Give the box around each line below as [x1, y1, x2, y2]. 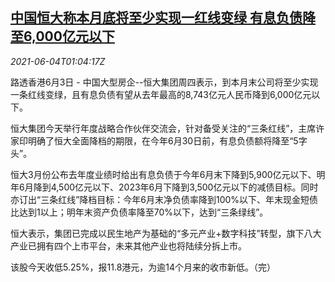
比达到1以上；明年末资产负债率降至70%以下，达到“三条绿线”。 [10, 206, 269, 218]
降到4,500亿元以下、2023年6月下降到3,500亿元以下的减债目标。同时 [33, 181, 319, 193]
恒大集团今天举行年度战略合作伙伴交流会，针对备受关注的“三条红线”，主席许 [10, 122, 325, 134]
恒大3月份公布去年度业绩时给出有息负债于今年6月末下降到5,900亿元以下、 [10, 168, 317, 180]
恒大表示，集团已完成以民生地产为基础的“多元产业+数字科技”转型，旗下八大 [10, 227, 322, 239]
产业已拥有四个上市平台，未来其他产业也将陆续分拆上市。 [10, 239, 247, 252]
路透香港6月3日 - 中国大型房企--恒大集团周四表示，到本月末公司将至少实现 [10, 76, 319, 88]
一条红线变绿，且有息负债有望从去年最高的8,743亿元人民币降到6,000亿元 [10, 88, 312, 100]
